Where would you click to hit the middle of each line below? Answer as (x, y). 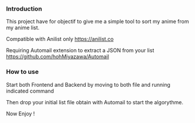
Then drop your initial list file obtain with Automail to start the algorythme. (95, 102)
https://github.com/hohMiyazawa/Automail (58, 57)
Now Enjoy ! (20, 114)
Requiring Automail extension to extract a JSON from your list (80, 50)
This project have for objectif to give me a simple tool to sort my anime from (97, 22)
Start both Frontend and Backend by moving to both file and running (88, 84)
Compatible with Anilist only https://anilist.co (60, 39)
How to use (23, 72)
